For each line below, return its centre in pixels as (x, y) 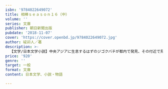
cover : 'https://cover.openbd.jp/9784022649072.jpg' (61, 38)
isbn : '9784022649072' (29, 10)
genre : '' (15, 61)
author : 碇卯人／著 (23, 42)
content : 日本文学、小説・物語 (34, 75)
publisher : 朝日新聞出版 (29, 28)
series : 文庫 (18, 24)
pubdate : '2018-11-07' (29, 33)
